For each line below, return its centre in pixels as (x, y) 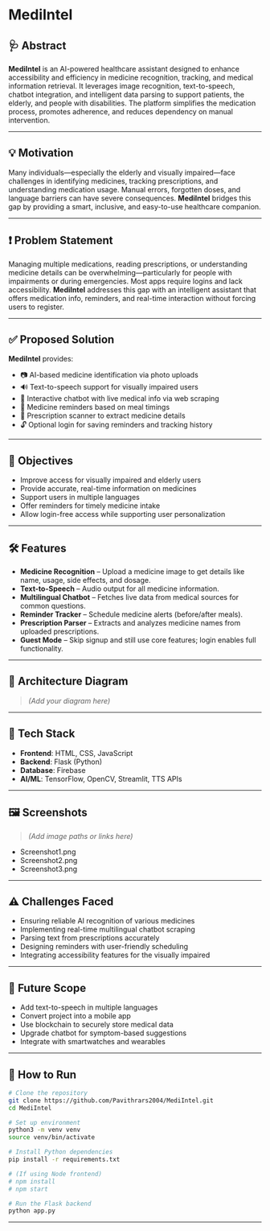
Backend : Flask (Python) (61, 762)
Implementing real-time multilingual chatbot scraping (107, 929)
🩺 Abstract (37, 45)
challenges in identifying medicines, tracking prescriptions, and (113, 181)
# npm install (32, 1181)
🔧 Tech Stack (42, 734)
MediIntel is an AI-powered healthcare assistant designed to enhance (124, 69)
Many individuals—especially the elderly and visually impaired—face (122, 172)
